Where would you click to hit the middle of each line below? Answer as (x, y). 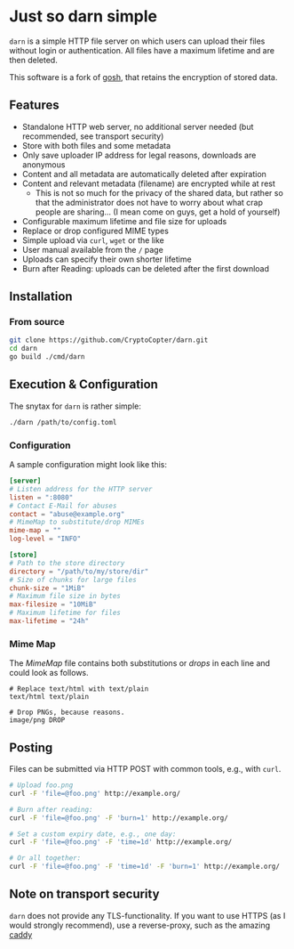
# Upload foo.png (41, 785)
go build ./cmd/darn (48, 357)
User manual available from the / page (93, 249)
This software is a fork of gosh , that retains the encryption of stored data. (143, 77)
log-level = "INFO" (45, 539)
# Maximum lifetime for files (65, 613)
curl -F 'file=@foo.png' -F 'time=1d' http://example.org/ (121, 842)
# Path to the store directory (67, 563)
